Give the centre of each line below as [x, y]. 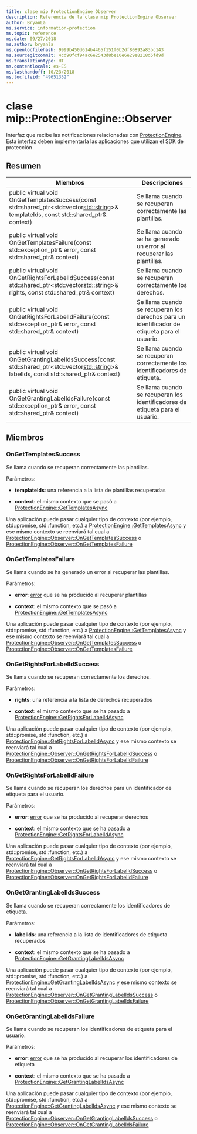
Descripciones [162, 182]
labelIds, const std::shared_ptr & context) [65, 374]
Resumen [24, 166]
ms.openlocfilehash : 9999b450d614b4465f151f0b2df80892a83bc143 [85, 50]
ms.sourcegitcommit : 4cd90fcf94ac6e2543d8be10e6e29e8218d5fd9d [85, 55]
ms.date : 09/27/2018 [31, 39]
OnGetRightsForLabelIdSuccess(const [62, 278]
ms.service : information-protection [51, 28]
